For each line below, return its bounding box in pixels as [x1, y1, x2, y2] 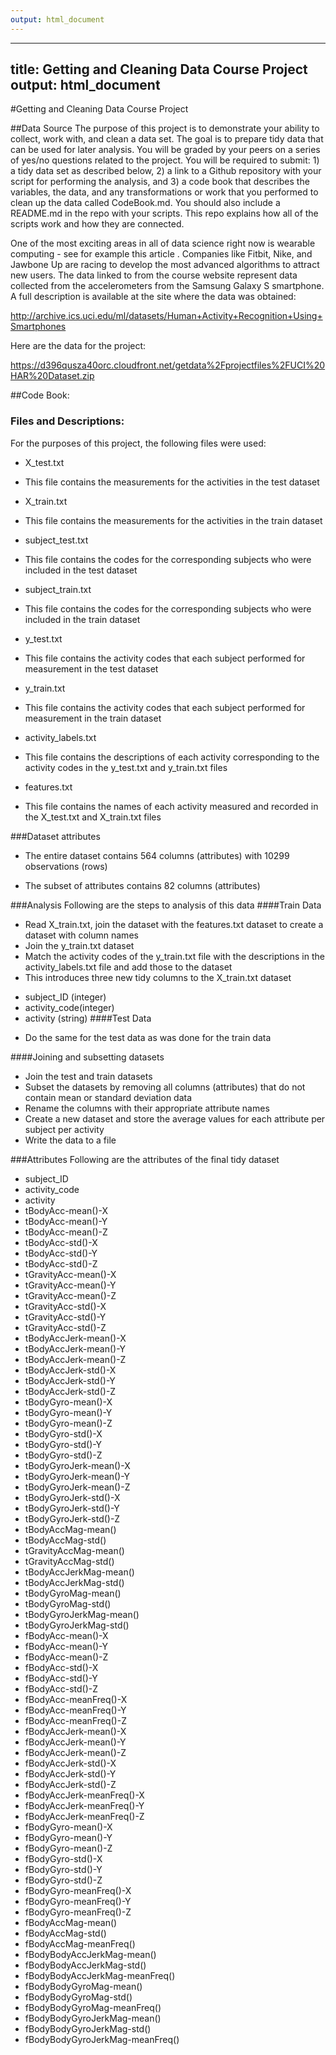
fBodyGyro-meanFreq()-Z [24, 1906, 132, 1918]
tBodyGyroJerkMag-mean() [24, 1608, 140, 1620]
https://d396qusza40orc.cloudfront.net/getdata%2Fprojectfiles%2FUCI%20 [10, 359, 326, 371]
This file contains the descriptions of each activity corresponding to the [24, 751, 320, 763]
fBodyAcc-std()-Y [24, 1672, 98, 1684]
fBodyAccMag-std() [24, 1927, 107, 1939]
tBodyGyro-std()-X [24, 1427, 103, 1440]
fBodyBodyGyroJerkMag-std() [24, 2022, 152, 2035]
